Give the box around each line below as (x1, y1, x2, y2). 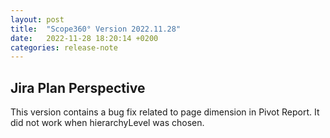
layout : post (10, 14, 65, 25)
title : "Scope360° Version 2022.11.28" (10, 24, 182, 34)
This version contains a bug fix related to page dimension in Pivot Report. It (10, 106, 320, 118)
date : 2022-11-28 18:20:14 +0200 (10, 33, 159, 43)
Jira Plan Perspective (10, 79, 146, 96)
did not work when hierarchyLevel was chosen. (10, 117, 205, 129)
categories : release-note (10, 42, 118, 53)
